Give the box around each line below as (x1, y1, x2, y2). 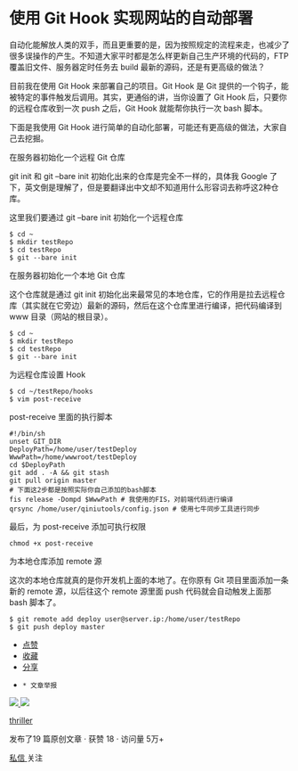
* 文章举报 (21, 681, 58, 690)
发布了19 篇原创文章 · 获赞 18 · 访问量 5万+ (9, 733, 165, 744)
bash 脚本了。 (9, 596, 61, 607)
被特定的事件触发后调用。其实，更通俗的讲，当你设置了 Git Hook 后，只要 (9, 91, 280, 103)
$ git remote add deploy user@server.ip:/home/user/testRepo (9, 614, 241, 624)
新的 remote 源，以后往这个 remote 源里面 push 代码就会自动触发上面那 (9, 586, 272, 596)
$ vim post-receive (9, 394, 82, 404)
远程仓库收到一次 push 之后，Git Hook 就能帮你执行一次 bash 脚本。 (16, 103, 268, 113)
